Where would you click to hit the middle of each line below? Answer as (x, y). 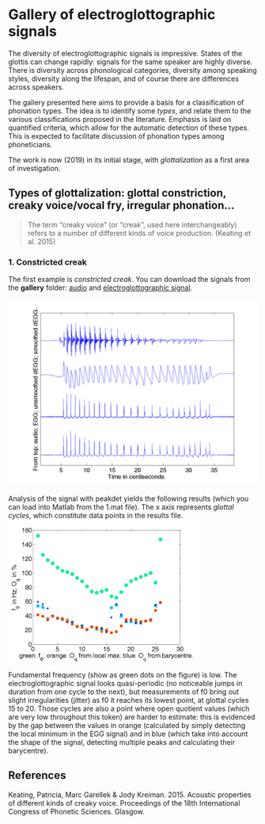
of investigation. (34, 168)
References (37, 775)
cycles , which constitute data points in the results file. (96, 516)
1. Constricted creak (47, 261)
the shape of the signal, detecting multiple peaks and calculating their (122, 742)
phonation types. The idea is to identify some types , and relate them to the (130, 111)
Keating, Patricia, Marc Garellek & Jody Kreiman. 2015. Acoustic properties (130, 795)
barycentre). (28, 751)
